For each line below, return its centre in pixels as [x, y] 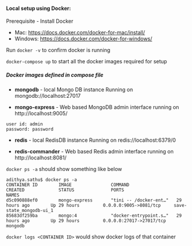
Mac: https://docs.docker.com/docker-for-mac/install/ [80, 33]
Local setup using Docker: [39, 8]
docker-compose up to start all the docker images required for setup [87, 61]
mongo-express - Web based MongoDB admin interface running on [97, 107]
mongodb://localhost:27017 [47, 96]
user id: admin [25, 124]
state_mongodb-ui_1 [30, 211]
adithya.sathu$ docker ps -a [42, 180]
